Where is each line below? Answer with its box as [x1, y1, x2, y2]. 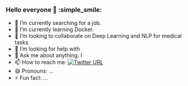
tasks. [14, 39, 30, 46]
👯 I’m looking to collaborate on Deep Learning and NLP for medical [14, 32, 182, 40]
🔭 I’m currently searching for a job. [14, 20, 102, 27]
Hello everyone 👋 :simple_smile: [5, 5, 102, 14]
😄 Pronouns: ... [14, 67, 54, 75]
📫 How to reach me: [14, 59, 67, 66]
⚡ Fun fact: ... [14, 74, 48, 82]
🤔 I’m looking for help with [14, 45, 80, 52]
